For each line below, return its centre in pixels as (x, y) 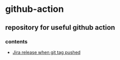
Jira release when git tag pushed (46, 52)
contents (16, 42)
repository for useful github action (60, 28)
